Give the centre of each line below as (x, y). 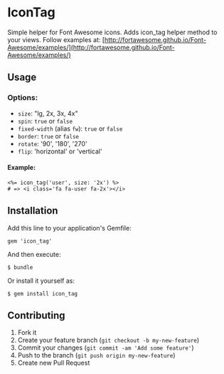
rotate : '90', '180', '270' (52, 143)
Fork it (27, 333)
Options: (23, 98)
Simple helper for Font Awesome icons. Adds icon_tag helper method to (112, 32)
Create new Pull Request (54, 363)
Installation (33, 211)
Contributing (36, 316)
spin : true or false (45, 121)
